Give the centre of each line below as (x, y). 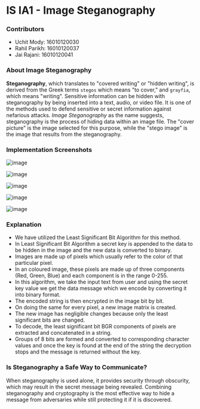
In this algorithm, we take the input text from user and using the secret (101, 282)
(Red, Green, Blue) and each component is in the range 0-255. (91, 276)
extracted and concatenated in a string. (63, 333)
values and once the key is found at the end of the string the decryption (103, 346)
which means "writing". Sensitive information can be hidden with (86, 96)
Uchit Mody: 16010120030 (47, 42)
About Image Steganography (49, 71)
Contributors (25, 29)
